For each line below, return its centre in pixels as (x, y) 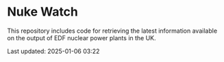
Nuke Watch (43, 12)
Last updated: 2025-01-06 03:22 (53, 51)
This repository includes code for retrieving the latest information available (112, 31)
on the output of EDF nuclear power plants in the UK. (82, 37)
